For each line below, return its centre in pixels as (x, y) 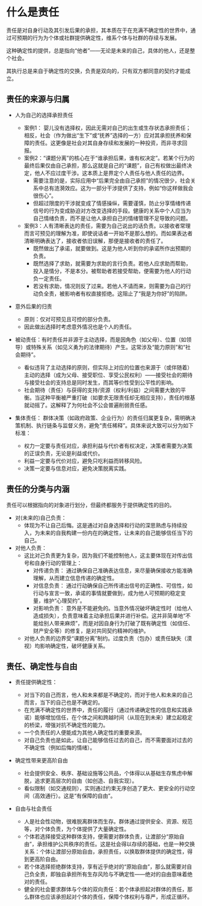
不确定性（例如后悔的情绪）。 (60, 747)
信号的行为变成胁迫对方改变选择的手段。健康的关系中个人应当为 (112, 210)
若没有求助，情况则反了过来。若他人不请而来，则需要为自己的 (109, 286)
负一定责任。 (49, 278)
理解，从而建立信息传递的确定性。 (75, 578)
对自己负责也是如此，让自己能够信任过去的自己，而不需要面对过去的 (108, 740)
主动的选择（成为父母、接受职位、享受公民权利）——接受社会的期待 (108, 375)
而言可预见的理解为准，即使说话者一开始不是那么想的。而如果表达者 (108, 233)
